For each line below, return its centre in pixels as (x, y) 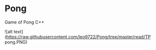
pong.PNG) (16, 42)
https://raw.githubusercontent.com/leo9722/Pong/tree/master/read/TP (78, 37)
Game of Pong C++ (24, 22)
